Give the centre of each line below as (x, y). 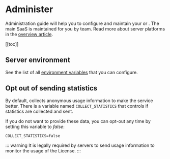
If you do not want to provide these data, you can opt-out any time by (78, 121)
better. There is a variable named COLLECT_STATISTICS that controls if (77, 106)
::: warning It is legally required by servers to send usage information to (80, 145)
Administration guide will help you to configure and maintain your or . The (82, 23)
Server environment (38, 60)
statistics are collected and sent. (39, 111)
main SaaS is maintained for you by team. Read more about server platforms (85, 28)
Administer (29, 9)
